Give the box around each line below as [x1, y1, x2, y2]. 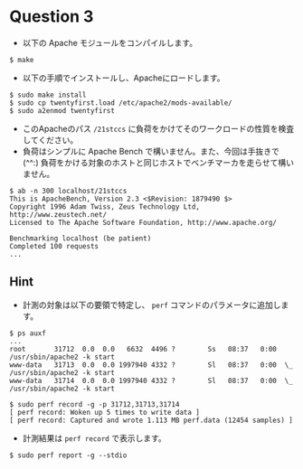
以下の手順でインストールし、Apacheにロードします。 [22, 72, 225, 83]
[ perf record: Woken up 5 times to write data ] [9, 408, 201, 417]
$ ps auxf [9, 328, 47, 338]
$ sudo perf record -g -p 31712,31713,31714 [9, 399, 180, 408]
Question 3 [9, 6, 94, 27]
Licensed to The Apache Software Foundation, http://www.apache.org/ [9, 218, 278, 227]
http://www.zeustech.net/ [9, 210, 107, 219]
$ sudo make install [9, 90, 88, 99]
